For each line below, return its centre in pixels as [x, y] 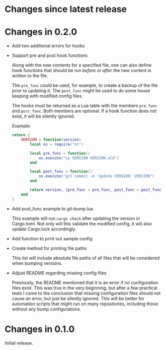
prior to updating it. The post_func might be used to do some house [81, 91]
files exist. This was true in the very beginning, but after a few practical [84, 288]
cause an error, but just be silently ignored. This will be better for [78, 298]
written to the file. [30, 76]
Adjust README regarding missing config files [59, 273]
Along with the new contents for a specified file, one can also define [82, 65]
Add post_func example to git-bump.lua [52, 208]
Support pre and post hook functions [50, 55]
